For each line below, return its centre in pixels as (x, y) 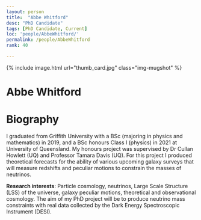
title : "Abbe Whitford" (37, 17)
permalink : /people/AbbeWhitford (48, 40)
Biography (32, 119)
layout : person (25, 12)
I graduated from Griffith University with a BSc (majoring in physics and (94, 136)
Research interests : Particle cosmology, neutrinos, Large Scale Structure (97, 186)
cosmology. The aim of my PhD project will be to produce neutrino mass (96, 199)
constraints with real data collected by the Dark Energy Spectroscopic (93, 205)
